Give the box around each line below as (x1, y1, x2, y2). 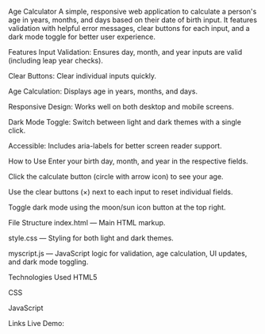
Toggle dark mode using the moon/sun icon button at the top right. (8, 202, 226, 212)
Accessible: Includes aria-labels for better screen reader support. (8, 141, 222, 150)
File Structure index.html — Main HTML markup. (8, 218, 166, 227)
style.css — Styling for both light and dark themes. (8, 233, 175, 243)
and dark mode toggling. (8, 257, 89, 267)
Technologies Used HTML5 (8, 273, 98, 282)
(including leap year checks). (8, 56, 103, 65)
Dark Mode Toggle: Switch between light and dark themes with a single (8, 117, 242, 126)
